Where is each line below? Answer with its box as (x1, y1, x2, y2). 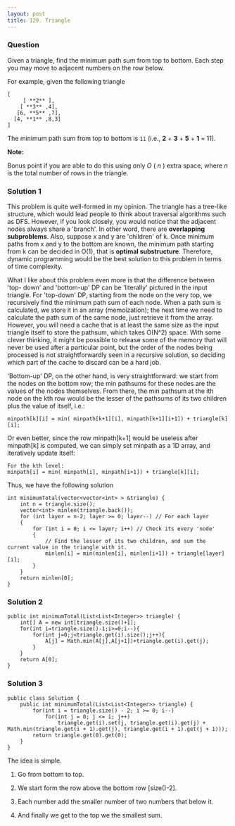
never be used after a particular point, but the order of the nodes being (7, 343, 213, 352)
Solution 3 (7, 679, 44, 689)
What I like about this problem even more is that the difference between (7, 276, 215, 284)
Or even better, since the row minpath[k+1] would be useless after (7, 434, 198, 442)
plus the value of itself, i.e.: (7, 402, 86, 411)
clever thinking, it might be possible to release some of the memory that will (7, 336, 227, 344)
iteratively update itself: (7, 449, 75, 458)
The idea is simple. (7, 756, 62, 765)
